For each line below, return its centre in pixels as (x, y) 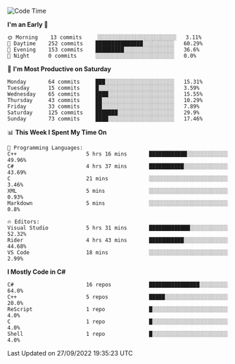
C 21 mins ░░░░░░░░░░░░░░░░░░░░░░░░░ (118, 179)
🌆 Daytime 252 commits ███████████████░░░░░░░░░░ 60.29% (105, 44)
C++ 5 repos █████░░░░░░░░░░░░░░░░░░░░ (118, 297)
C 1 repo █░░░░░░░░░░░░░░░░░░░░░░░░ (118, 322)
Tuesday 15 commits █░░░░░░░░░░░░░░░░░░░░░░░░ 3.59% (103, 88)
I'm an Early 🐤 (28, 24)
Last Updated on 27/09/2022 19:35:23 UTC (70, 353)
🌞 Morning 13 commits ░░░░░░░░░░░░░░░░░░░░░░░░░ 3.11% (104, 37)
